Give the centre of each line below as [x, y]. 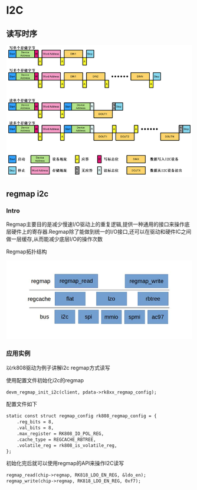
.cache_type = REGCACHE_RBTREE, [56, 439]
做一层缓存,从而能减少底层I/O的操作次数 [55, 239]
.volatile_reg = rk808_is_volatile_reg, [67, 445]
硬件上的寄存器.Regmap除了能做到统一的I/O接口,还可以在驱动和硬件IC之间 [101, 232]
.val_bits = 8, [35, 428]
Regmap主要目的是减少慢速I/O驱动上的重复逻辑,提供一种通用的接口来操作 [95, 224]
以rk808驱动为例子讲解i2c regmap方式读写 [58, 367]
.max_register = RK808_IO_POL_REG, [60, 433]
